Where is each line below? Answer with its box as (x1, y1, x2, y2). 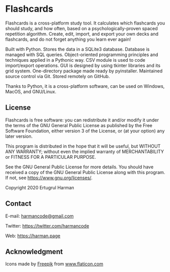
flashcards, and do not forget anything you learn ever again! (5, 36, 131, 42)
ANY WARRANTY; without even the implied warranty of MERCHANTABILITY (5, 149, 164, 155)
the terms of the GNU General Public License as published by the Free (5, 122, 153, 128)
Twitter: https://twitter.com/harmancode (5, 222, 90, 229)
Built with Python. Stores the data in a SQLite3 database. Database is (5, 46, 150, 52)
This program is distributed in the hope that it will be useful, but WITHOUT (5, 143, 161, 149)
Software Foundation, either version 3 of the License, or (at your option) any (5, 128, 165, 134)
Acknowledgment (5, 247, 63, 256)
